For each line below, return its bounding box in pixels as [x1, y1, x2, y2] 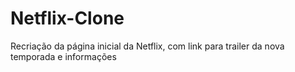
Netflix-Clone [10, 7, 125, 30]
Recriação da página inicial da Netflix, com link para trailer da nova [10, 40, 285, 52]
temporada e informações [10, 50, 117, 62]
